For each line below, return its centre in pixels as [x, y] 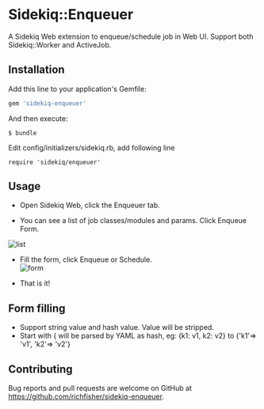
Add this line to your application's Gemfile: [77, 89]
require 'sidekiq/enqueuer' [55, 162]
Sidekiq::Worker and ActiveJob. [60, 44]
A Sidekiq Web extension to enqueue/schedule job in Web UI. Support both [131, 36]
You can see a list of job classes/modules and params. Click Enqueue [133, 221]
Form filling [37, 308]
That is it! [35, 283]
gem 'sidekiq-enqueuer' [48, 103]
